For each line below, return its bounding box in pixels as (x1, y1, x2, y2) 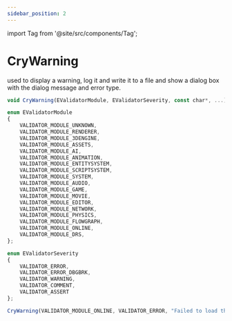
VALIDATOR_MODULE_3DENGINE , (19, 135, 100, 142)
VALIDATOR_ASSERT (19, 289, 70, 295)
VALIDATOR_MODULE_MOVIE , (19, 193, 91, 200)
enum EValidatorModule (7, 109, 72, 116)
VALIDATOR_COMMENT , (19, 282, 76, 289)
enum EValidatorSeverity (7, 250, 79, 257)
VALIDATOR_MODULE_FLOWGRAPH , (19, 218, 104, 225)
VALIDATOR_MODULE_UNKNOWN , (19, 122, 97, 129)
